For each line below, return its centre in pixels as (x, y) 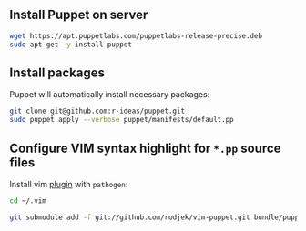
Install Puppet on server (79, 15)
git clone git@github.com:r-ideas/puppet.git (97, 111)
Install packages (57, 72)
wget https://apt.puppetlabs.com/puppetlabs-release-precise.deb (136, 35)
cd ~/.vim (28, 201)
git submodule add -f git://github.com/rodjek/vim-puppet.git (130, 217)
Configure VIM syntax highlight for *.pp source (145, 148)
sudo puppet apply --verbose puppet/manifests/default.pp (122, 120)
